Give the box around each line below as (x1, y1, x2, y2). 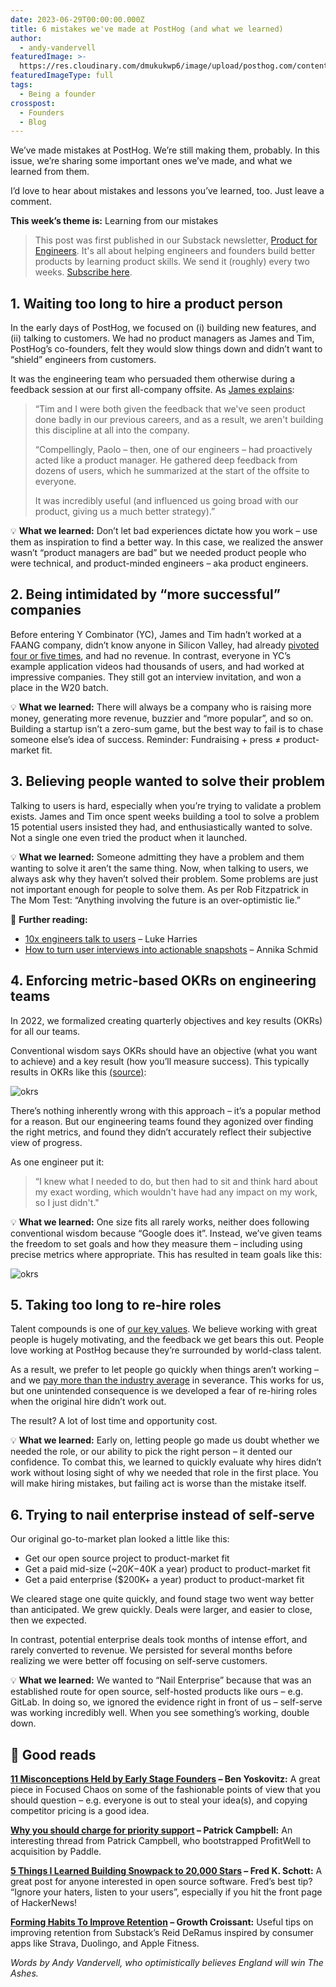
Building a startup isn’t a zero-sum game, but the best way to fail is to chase (10, 722, 324, 735)
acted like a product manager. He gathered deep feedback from (34, 454, 298, 466)
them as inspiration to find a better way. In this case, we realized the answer (10, 536, 324, 548)
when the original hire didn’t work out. (10, 1396, 167, 1408)
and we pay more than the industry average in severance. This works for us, (10, 1374, 325, 1386)
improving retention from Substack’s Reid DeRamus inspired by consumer (10, 1926, 314, 1938)
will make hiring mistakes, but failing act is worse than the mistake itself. (10, 1477, 307, 1490)
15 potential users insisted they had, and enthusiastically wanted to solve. (10, 821, 313, 833)
